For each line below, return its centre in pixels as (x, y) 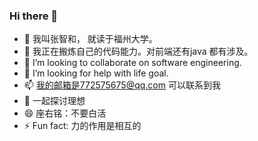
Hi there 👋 (34, 16)
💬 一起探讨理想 (54, 101)
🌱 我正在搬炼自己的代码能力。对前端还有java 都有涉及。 (138, 51)
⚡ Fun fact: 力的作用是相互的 (82, 126)
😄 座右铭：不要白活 (65, 113)
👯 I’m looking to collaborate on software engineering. (132, 63)
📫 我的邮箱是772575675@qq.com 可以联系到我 (122, 85)
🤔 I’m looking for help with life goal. (96, 73)
